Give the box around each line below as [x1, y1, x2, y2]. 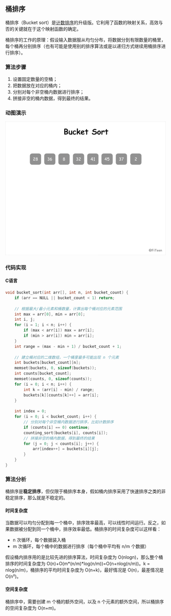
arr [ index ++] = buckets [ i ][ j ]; [32, 447, 99, 452]
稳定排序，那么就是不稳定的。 [5, 495, 68, 501]
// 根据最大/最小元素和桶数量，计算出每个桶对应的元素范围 [14, 306, 122, 311]
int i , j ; [14, 317, 36, 322]
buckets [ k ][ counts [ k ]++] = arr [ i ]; [23, 392, 99, 398]
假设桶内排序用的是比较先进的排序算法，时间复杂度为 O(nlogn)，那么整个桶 [5, 554, 163, 560]
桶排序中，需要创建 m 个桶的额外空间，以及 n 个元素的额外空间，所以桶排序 [5, 598, 164, 605]
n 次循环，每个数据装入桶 [12, 537, 66, 543]
